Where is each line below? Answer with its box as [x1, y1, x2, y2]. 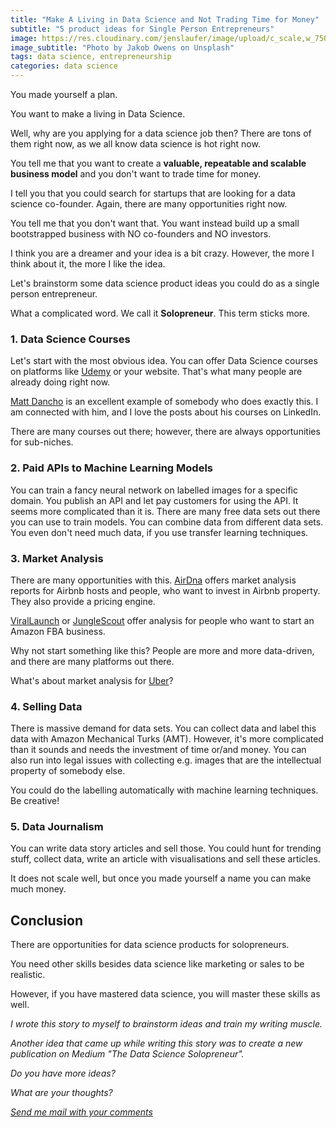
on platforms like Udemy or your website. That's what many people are [10, 366, 303, 378]
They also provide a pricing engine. [10, 595, 156, 607]
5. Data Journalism [10, 820, 104, 834]
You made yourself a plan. [10, 89, 118, 100]
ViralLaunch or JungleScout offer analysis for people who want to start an [10, 614, 315, 626]
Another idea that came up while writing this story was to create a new [10, 1037, 303, 1050]
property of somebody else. [10, 765, 126, 777]
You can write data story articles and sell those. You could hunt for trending [10, 842, 322, 855]
